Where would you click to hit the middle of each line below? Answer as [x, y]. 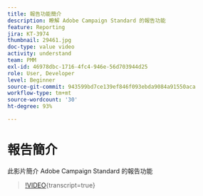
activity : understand [40, 54]
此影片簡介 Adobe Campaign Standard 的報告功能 [80, 170]
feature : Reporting [36, 27]
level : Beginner [31, 80]
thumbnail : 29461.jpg [40, 40]
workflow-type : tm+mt [40, 93]
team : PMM [22, 60]
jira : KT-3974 [28, 34]
